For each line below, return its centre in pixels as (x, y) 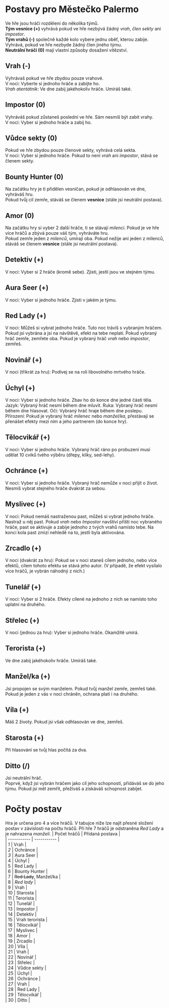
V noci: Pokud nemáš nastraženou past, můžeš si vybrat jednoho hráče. (80, 516)
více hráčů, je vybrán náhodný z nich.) (45, 571)
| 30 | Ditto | (18, 1000)
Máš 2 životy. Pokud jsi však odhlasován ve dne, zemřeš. (65, 722)
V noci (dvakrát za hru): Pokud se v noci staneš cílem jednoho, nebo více (81, 560)
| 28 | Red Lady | (22, 989)
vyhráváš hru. (19, 194)
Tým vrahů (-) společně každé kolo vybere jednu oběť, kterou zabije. (77, 39)
